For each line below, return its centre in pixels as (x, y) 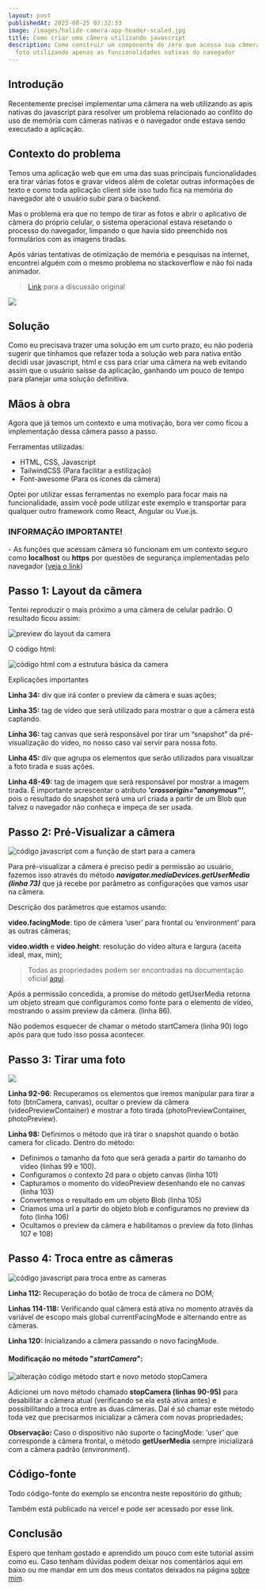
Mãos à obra (40, 404)
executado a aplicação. (46, 128)
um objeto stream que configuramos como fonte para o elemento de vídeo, (131, 1002)
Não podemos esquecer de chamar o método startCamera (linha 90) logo (128, 1026)
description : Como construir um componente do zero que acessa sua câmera (134, 45)
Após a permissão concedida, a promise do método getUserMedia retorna (129, 994)
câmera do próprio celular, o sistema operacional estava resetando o (120, 222)
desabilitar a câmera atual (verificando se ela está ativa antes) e (112, 1400)
